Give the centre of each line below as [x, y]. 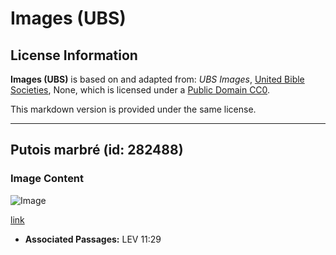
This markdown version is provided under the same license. [133, 109]
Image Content [47, 179]
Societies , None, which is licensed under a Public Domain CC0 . [140, 90]
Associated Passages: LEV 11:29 [93, 239]
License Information [74, 55]
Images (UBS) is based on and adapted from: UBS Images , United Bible [157, 79]
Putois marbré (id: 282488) [97, 150]
